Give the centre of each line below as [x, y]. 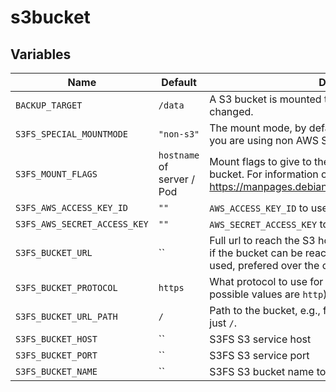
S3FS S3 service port [259, 355]
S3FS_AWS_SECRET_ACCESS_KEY [82, 224]
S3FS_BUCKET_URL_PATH [66, 316]
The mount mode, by [258, 128]
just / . [223, 323]
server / [176, 179]
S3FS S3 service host [260, 339]
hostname [179, 155]
